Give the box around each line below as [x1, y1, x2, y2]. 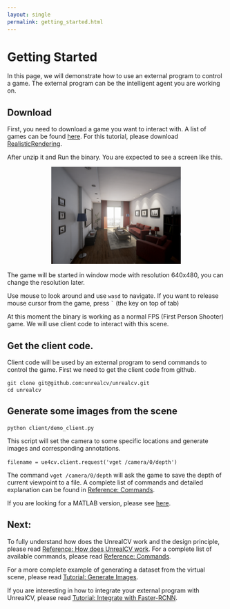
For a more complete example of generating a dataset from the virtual [7, 565, 205, 574]
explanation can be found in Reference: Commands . [7, 485, 155, 494]
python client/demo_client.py [7, 424, 95, 431]
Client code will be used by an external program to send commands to [7, 358, 207, 366]
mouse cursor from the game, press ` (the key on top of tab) [7, 299, 180, 308]
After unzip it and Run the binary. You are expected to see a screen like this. [7, 153, 223, 162]
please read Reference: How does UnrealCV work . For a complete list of [7, 545, 212, 553]
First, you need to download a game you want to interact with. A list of [7, 125, 207, 133]
